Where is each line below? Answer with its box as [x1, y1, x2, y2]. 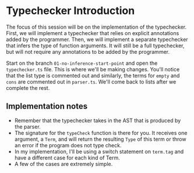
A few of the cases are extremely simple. [14, 160, 113, 167]
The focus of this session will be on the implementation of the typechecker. [6, 23, 187, 30]
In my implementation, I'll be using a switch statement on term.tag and [14, 148, 184, 155]
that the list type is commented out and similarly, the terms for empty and [6, 72, 180, 79]
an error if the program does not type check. [14, 141, 122, 148]
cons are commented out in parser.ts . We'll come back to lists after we [6, 78, 177, 85]
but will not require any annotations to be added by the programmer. [6, 48, 170, 55]
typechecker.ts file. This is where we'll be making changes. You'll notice [6, 65, 180, 72]
